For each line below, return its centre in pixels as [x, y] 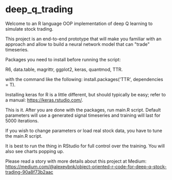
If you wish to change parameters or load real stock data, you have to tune [84, 131]
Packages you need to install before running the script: [63, 59]
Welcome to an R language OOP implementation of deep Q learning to [79, 23]
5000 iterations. [22, 120]
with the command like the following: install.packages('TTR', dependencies [84, 79]
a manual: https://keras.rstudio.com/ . [44, 100]
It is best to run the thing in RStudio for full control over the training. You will [85, 146]
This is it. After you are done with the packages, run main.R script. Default [83, 110]
